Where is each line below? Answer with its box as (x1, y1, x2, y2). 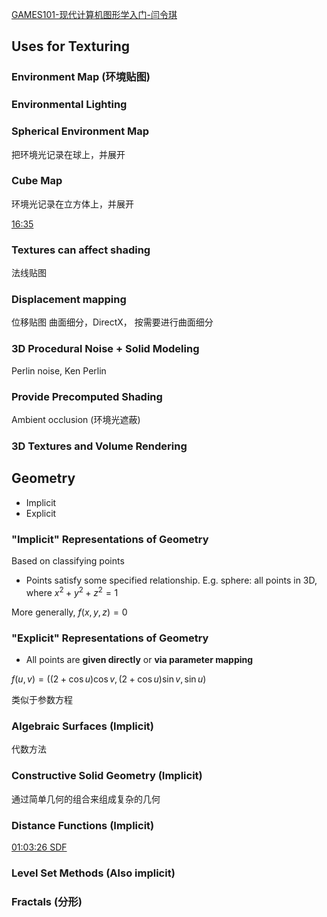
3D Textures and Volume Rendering (11, 439, 188, 453)
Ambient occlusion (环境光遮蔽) (11, 414, 141, 426)
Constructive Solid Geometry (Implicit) (11, 769, 203, 783)
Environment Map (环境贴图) (11, 70, 151, 84)
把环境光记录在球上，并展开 (11, 148, 126, 160)
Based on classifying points (11, 555, 125, 567)
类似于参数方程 (11, 694, 73, 705)
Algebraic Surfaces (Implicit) (11, 719, 154, 733)
